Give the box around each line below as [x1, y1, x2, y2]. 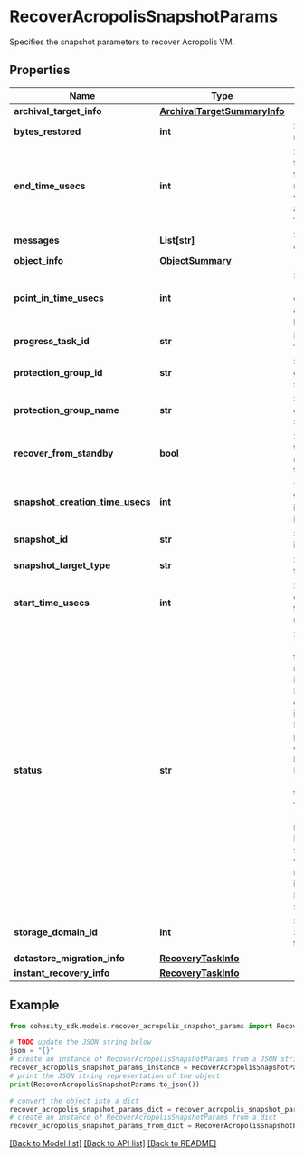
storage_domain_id [14, 926, 98, 939]
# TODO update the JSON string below [9, 1037, 152, 1047]
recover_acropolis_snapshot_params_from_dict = [9, 1122, 193, 1131]
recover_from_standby [14, 447, 114, 459]
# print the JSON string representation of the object [9, 1071, 221, 1080]
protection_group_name [14, 403, 119, 416]
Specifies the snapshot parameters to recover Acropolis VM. [9, 36, 235, 47]
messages [14, 234, 60, 246]
